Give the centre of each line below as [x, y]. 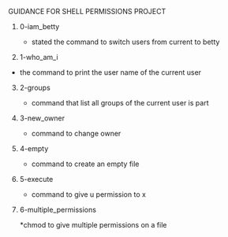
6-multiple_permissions [58, 209]
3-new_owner [42, 118]
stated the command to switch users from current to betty [125, 42]
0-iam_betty [39, 26]
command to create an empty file [85, 164]
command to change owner [76, 133]
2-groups [35, 87]
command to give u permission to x [88, 194]
